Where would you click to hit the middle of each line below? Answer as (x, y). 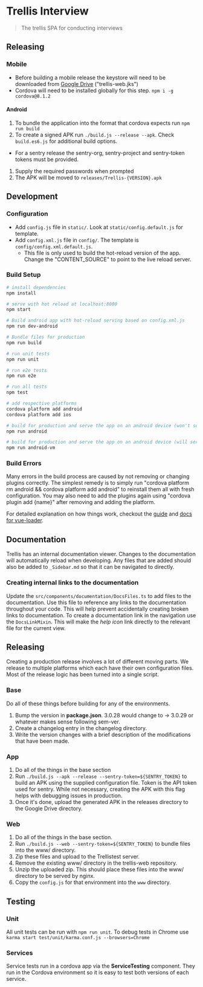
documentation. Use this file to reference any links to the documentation (96, 602)
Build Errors (24, 464)
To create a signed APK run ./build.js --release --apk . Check (95, 135)
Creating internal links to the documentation (72, 583)
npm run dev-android (32, 326)
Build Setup (24, 275)
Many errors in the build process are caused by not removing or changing (98, 476)
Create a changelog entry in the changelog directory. (81, 728)
